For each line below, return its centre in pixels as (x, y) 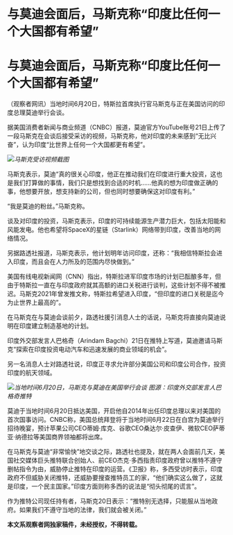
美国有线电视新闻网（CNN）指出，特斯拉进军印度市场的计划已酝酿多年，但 (114, 277)
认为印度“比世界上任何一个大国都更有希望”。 (85, 145)
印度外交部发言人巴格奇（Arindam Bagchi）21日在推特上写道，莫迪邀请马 (112, 341)
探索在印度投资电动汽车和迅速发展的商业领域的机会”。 (94, 349)
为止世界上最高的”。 (36, 303)
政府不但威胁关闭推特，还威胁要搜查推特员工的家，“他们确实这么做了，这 (112, 478)
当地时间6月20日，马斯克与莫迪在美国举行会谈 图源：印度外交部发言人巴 (118, 388)
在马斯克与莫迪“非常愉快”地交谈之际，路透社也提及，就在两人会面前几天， (113, 452)
